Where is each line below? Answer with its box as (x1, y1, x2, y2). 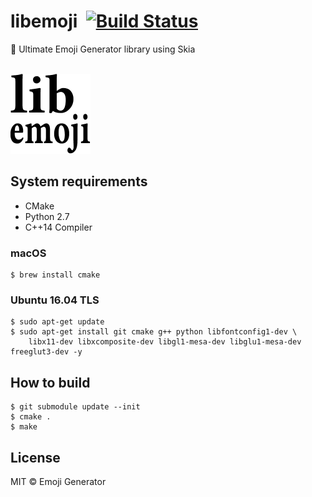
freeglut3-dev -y (10, 347, 83, 357)
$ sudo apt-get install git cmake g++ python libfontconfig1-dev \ (10, 327, 298, 337)
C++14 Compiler (24, 221, 93, 233)
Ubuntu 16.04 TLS (10, 293, 100, 307)
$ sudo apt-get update (10, 317, 105, 327)
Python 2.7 (24, 210, 70, 222)
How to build (10, 374, 91, 391)
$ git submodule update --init (10, 402, 141, 412)
